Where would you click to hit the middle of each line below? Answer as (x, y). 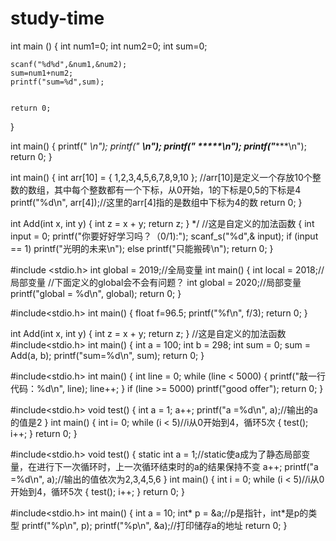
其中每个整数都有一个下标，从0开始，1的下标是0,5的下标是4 (177, 189)
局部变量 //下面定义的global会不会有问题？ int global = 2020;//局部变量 (156, 282)
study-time (57, 18)
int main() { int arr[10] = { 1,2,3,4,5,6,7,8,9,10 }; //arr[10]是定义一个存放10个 (161, 177)
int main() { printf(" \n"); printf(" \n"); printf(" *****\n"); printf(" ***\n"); (158, 146)
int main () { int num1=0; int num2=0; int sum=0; (109, 46)
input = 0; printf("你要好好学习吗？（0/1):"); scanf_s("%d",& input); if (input (164, 236)
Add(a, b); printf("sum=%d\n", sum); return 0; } (107, 355)
